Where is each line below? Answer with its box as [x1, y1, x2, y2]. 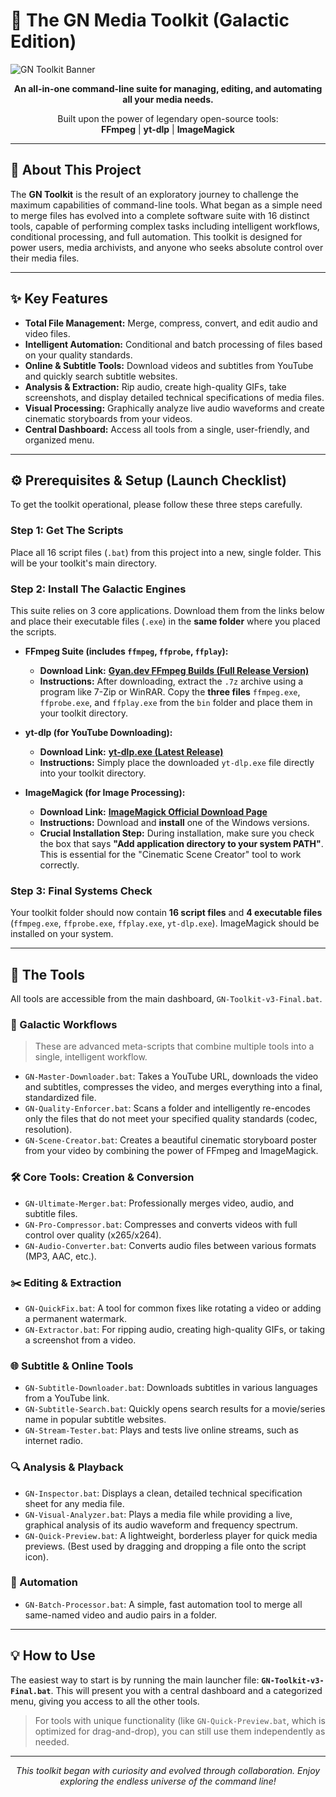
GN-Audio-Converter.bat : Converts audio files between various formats [24, 1239, 317, 1251]
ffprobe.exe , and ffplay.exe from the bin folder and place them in [39, 696, 313, 708]
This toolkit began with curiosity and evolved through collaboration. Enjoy [15, 1764, 321, 1776]
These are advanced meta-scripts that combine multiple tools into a [34, 1040, 315, 1053]
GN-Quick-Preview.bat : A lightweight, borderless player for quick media [24, 1529, 318, 1541]
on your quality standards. [24, 349, 133, 361]
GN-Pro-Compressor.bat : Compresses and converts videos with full [24, 1218, 298, 1230]
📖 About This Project [10, 162, 142, 179]
